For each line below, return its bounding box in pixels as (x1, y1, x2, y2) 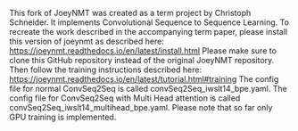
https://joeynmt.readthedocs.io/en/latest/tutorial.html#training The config (9, 74, 279, 84)
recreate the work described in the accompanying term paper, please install (9, 27, 288, 37)
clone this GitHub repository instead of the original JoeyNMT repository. (9, 55, 275, 65)
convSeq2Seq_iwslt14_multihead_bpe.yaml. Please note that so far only (9, 102, 273, 112)
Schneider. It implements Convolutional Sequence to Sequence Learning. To (9, 17, 290, 28)
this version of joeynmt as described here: (9, 36, 165, 46)
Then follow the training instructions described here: (9, 64, 203, 75)
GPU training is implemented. (9, 111, 117, 122)
